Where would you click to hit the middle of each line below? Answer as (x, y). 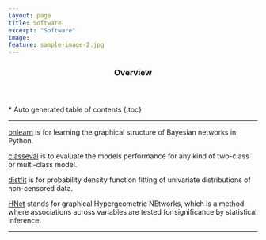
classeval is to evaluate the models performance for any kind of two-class (129, 156)
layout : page (30, 15)
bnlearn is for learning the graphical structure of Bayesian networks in (122, 132)
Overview (133, 73)
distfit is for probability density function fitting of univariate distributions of (129, 180)
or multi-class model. (43, 165)
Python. (21, 141)
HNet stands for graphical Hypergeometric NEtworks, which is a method (126, 204)
